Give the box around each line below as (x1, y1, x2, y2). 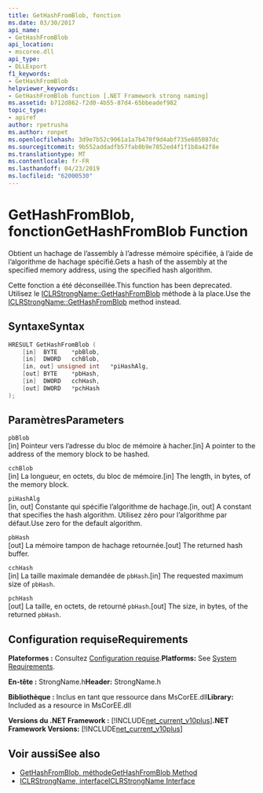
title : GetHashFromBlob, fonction (8, 11, 122, 20)
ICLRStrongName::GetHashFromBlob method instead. (8, 297, 182, 306)
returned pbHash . (8, 610, 61, 619)
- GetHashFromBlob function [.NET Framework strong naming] (8, 92, 210, 100)
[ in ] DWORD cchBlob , (22, 355, 100, 364)
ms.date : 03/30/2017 (8, 19, 76, 27)
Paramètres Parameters (8, 414, 124, 427)
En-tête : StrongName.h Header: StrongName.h (8, 677, 161, 687)
